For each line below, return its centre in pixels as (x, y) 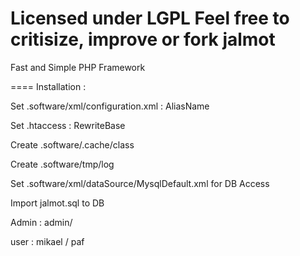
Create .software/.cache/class (72, 144)
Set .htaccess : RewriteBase (68, 125)
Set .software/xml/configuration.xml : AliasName (110, 106)
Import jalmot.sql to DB (57, 203)
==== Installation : (48, 86)
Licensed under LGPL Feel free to (150, 18)
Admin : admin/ (41, 222)
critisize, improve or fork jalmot (143, 39)
